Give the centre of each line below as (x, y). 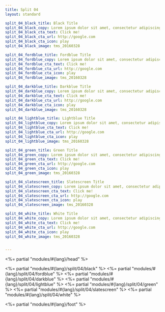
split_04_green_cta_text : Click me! (42, 159)
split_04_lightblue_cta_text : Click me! (47, 128)
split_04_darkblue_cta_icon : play (41, 105)
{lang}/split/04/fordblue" (30, 274)
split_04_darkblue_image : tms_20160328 (46, 109)
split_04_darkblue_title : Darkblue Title (48, 87)
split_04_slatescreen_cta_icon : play (44, 200)
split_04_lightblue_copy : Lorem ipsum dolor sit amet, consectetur (76, 123)
